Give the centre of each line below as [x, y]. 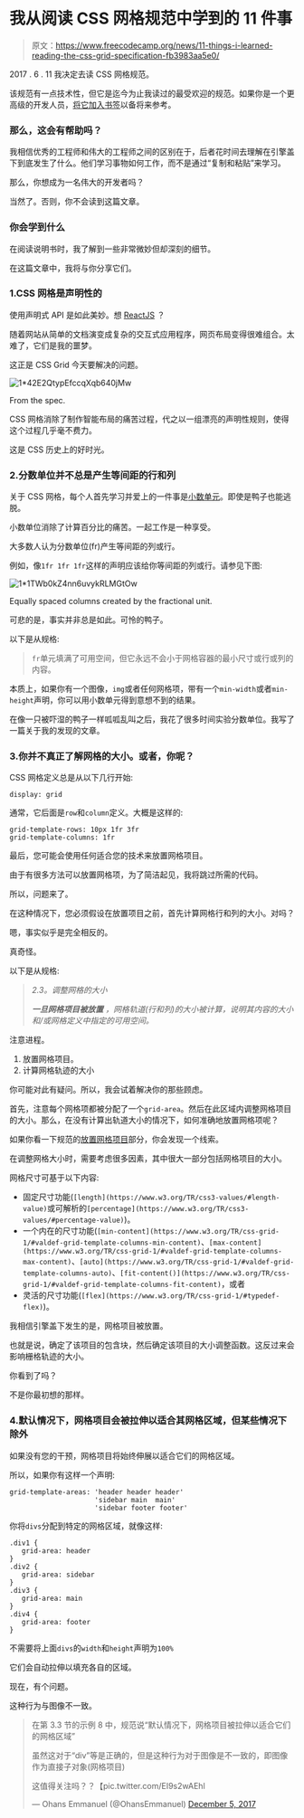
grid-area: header [56, 1551]
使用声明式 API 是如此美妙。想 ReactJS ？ [87, 315]
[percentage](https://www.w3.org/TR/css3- [168, 1209]
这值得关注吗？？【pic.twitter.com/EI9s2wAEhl [118, 1785]
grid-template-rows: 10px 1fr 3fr [75, 830]
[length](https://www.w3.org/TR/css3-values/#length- [176, 1198]
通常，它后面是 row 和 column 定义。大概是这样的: [96, 813]
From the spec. [38, 400]
